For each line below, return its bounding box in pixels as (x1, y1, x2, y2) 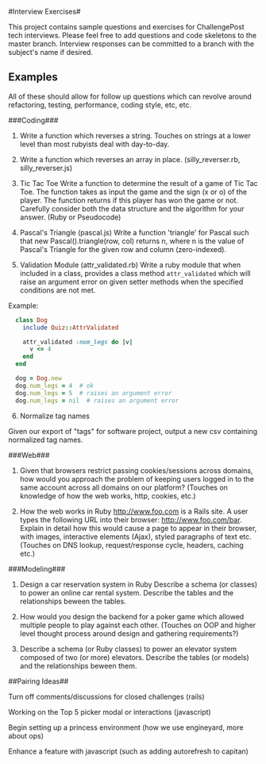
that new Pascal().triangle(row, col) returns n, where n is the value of (19, 236, 245, 246)
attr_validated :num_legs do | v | (22, 338, 133, 346)
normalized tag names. (8, 435, 83, 444)
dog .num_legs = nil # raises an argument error (15, 397, 179, 405)
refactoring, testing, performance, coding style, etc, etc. (8, 99, 192, 110)
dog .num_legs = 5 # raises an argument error (15, 389, 172, 397)
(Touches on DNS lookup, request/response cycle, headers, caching (19, 540, 244, 549)
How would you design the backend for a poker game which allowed (19, 611, 245, 621)
